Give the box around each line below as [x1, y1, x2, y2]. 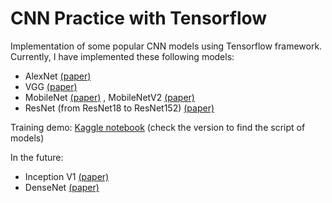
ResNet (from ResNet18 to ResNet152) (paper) [24, 102, 215, 114]
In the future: [10, 151, 64, 163]
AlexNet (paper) [24, 70, 92, 82]
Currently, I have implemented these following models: [10, 50, 235, 62]
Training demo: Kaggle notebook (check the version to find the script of [10, 121, 306, 133]
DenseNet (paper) [24, 181, 100, 193]
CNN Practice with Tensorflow [10, 7, 268, 30]
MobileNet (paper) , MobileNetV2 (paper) [24, 91, 195, 103]
